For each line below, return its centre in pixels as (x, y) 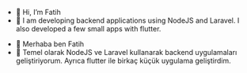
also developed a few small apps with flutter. (88, 29)
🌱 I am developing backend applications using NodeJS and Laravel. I (127, 20)
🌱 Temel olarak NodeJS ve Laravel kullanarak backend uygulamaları (126, 52)
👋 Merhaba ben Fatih (50, 44)
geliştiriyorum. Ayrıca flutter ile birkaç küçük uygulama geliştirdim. (123, 60)
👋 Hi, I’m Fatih (38, 12)
